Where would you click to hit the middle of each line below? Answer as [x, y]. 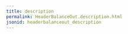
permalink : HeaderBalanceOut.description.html [64, 17]
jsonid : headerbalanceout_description [54, 22]
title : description [30, 11]
